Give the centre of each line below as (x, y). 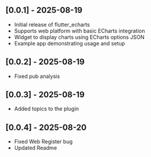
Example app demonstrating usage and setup (70, 43)
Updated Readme (36, 148)
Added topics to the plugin (46, 109)
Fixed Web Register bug (43, 142)
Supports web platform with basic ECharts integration (80, 31)
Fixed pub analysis (37, 76)
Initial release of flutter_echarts (52, 24)
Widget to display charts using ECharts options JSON (79, 37)
